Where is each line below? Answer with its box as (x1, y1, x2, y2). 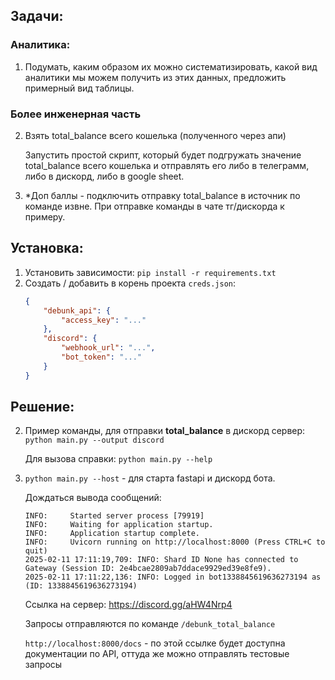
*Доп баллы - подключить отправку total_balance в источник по (24, 189, 301, 201)
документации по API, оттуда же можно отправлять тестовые (24, 648, 290, 660)
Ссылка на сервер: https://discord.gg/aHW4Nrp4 (24, 599, 233, 611)
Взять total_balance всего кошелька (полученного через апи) (24, 129, 287, 141)
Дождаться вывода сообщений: (24, 492, 162, 504)
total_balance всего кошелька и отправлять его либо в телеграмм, (24, 159, 310, 171)
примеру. (24, 210, 66, 223)
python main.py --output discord (24, 435, 165, 446)
